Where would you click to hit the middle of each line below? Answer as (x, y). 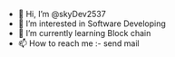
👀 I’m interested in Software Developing (92, 24)
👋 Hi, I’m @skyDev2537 (62, 14)
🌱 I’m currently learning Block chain (84, 33)
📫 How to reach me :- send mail (78, 43)
